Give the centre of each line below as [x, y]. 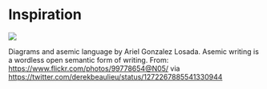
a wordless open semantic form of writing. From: [89, 60]
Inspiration [45, 15]
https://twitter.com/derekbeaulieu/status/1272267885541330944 [115, 76]
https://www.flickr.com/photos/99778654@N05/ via [94, 68]
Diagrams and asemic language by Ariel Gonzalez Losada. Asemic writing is [133, 51]
